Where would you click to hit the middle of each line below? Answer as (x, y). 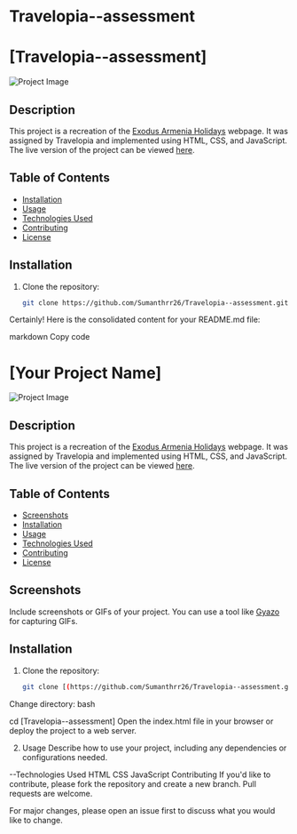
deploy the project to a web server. (73, 730)
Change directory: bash (52, 703)
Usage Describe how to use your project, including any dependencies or (154, 748)
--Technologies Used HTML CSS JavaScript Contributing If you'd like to (140, 774)
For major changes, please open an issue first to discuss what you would (142, 810)
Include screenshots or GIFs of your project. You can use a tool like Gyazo (145, 612)
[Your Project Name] (86, 373)
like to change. (36, 820)
